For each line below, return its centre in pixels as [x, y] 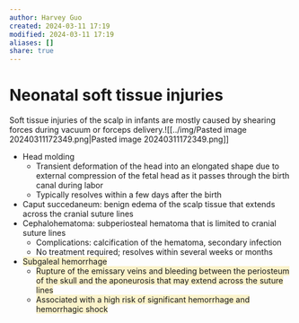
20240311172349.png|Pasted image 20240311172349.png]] [119, 139]
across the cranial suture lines [78, 214]
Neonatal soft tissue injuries [116, 96]
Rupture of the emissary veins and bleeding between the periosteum [163, 271]
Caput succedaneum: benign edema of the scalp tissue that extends [149, 205]
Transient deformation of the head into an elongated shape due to [158, 166]
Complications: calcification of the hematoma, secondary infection [158, 242]
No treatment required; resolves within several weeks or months [154, 252]
